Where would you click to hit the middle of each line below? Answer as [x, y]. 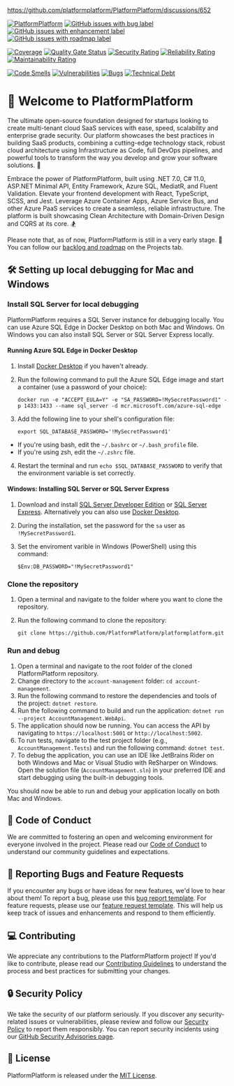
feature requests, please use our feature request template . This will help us [115, 906]
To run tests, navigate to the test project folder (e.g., [92, 740]
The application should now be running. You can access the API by [114, 725]
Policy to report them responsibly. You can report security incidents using [113, 1029]
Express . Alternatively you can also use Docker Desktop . [99, 512]
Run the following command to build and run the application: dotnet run [120, 710]
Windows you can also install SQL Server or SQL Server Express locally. [111, 334]
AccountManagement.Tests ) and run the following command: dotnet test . [121, 748]
